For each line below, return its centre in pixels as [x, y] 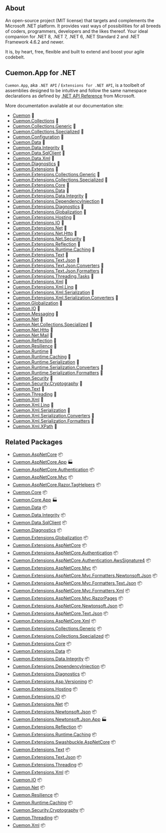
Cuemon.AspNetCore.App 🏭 [43, 462]
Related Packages [34, 442]
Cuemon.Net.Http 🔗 [33, 329]
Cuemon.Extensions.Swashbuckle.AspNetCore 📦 [64, 742]
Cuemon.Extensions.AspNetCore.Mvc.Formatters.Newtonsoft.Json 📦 [85, 576]
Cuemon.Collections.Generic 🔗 [44, 126]
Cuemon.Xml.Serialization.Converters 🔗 [53, 415]
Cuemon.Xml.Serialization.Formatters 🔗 [53, 421]
